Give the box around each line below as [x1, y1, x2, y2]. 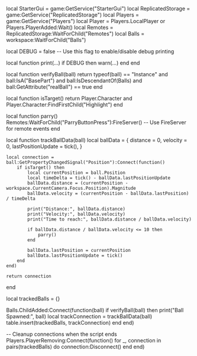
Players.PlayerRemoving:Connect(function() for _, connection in [6, 337, 162, 344]
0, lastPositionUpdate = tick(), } [6, 143, 83, 150]
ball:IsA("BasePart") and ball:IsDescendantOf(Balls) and [6, 77, 143, 84]
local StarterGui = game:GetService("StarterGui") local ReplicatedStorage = [6, 5, 190, 12]
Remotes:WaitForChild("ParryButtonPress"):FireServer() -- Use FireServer [6, 119, 186, 126]
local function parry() [6, 112, 58, 119]
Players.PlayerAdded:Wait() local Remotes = [6, 24, 114, 31]
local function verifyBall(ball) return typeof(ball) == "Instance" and [6, 71, 168, 77]
